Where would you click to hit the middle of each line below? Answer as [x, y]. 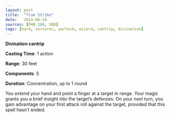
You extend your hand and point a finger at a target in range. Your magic [82, 93]
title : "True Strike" [30, 15]
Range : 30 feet [21, 64]
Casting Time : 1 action [29, 54]
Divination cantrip [25, 44]
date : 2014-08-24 [26, 19]
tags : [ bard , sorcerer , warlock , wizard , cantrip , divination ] [74, 29]
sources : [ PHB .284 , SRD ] [32, 24]
